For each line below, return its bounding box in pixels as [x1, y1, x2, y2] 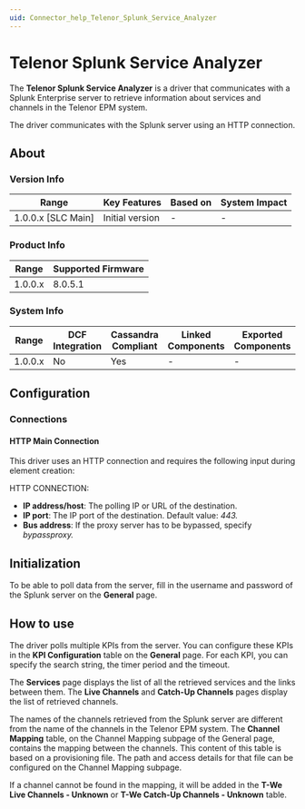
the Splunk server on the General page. [9, 589, 158, 600]
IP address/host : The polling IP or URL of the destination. [22, 500, 238, 511]
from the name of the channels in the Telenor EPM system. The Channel [9, 723, 280, 734]
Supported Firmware [53, 262, 145, 275]
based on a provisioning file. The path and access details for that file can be [9, 752, 293, 763]
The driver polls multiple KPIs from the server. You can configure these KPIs [9, 639, 293, 650]
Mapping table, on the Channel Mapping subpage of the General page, [9, 733, 275, 744]
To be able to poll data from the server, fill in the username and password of [9, 580, 293, 591]
